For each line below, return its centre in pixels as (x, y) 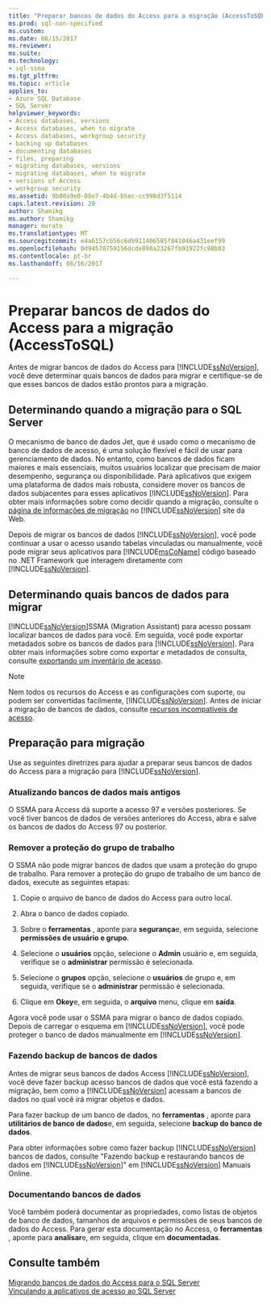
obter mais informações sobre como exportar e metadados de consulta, (128, 652)
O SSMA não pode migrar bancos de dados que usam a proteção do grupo (133, 866)
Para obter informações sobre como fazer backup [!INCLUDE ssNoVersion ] (132, 1147)
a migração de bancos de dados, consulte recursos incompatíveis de (123, 709)
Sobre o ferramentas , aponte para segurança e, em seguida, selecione (139, 929)
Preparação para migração (77, 743)
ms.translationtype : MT (48, 234)
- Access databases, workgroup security (77, 136)
